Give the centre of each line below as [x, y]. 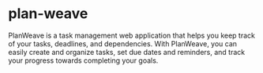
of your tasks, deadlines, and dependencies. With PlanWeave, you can [123, 43]
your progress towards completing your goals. [83, 60]
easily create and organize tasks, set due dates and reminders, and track [127, 52]
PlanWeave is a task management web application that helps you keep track [131, 35]
